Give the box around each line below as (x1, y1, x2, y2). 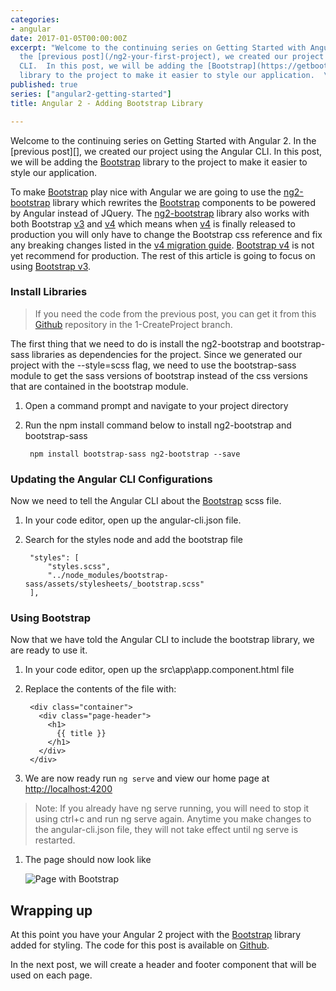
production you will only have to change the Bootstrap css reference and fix (10, 228, 323, 240)
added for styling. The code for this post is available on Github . (10, 939, 270, 951)
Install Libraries (10, 285, 88, 299)
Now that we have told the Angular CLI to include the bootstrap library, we (10, 634, 315, 646)
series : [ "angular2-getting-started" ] (10, 89, 172, 99)
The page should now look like (24, 854, 152, 866)
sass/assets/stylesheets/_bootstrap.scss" (24, 579, 205, 590)
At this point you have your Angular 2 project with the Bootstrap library (10, 929, 302, 941)
